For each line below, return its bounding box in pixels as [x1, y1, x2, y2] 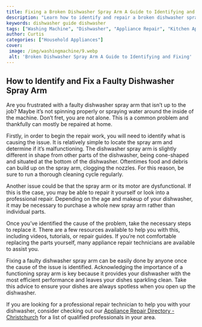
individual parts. [6, 208, 46, 215]
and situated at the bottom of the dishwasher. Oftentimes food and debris [6, 158, 188, 165]
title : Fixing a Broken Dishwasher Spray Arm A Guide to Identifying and [6, 8, 195, 15]
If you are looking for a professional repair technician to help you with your [6, 301, 191, 308]
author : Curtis [6, 31, 44, 37]
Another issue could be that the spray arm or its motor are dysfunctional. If [6, 182, 191, 190]
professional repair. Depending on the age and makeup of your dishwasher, [6, 195, 193, 203]
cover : [6, 43, 23, 49]
